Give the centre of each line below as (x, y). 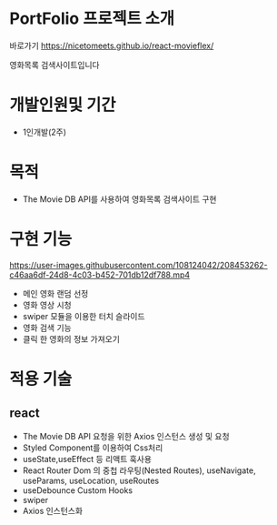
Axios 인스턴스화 (53, 510)
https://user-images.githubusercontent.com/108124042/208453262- (138, 265)
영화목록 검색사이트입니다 (54, 65)
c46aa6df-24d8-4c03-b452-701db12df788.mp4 (100, 275)
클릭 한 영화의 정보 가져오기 (71, 338)
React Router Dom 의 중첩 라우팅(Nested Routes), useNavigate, (139, 470)
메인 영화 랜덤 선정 (55, 293)
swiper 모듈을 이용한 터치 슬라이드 (84, 316)
